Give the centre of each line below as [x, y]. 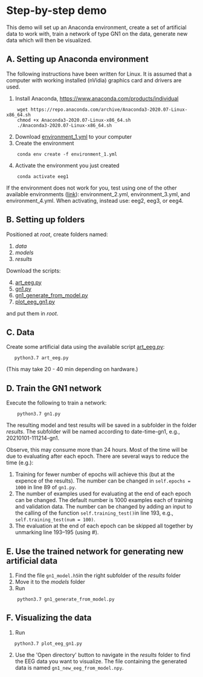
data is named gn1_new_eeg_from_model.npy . [69, 667]
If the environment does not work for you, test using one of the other [92, 188]
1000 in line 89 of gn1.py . [46, 487]
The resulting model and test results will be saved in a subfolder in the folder [101, 425]
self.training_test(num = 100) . [55, 520]
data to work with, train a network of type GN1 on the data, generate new [97, 33]
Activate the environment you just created [67, 165]
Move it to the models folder [50, 582]
